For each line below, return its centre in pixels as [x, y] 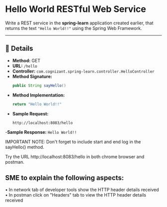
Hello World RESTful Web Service [76, 9]
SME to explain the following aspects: [65, 178]
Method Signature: [32, 76]
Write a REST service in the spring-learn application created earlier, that [79, 23]
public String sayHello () [39, 86]
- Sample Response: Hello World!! [41, 132]
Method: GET [26, 60]
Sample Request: [30, 113]
